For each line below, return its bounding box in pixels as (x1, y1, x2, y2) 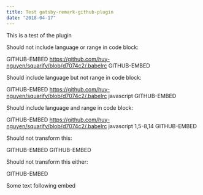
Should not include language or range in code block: (6, 44, 139, 51)
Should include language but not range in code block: (6, 74, 142, 81)
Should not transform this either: (6, 158, 88, 166)
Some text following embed (6, 182, 75, 189)
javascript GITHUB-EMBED (108, 92, 177, 99)
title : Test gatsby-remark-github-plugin (6, 9, 114, 15)
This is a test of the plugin (6, 31, 72, 39)
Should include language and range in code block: (6, 104, 134, 111)
